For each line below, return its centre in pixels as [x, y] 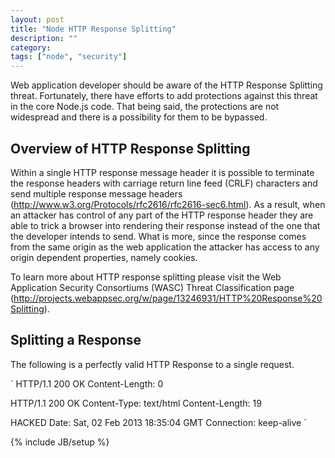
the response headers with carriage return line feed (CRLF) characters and [164, 183]
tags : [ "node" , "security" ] [69, 57]
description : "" [44, 38]
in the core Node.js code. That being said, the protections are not [145, 107]
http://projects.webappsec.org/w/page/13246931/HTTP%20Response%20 [168, 298]
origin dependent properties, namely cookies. [104, 257]
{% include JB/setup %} [60, 442]
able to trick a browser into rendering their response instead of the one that [165, 225]
